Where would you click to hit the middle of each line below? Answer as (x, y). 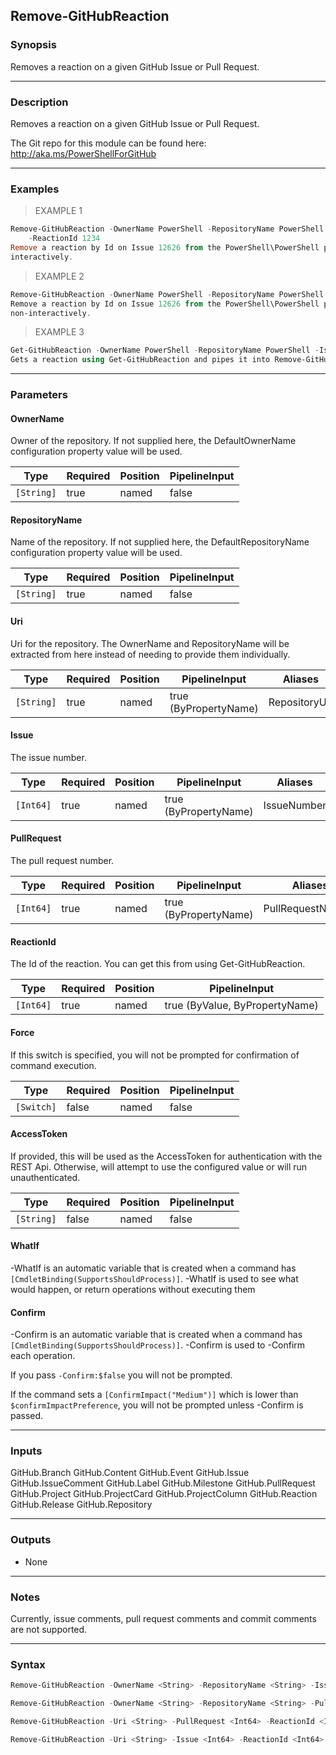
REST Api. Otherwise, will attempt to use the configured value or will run (159, 1166)
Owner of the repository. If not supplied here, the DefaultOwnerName (153, 441)
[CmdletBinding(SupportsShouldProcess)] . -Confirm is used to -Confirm (158, 1345)
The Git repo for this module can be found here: (108, 143)
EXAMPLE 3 (59, 332)
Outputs (31, 1540)
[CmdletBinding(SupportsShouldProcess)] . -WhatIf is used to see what (154, 1278)
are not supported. (49, 1629)
